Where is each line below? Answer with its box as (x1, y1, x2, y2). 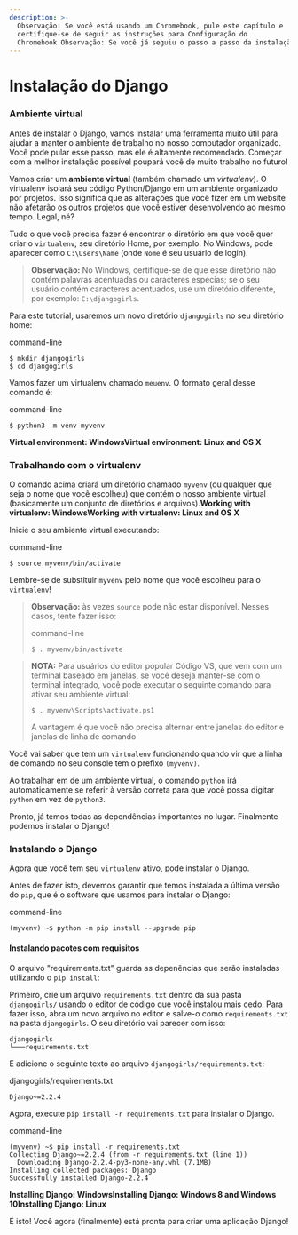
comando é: (9, 386, 53, 397)
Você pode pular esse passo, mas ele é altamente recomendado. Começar (9, 147, 282, 157)
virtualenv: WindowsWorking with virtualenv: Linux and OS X (9, 507, 239, 518)
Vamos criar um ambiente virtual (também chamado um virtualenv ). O (9, 173, 268, 184)
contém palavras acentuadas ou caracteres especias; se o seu (30, 274, 260, 284)
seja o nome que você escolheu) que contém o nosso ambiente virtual (9, 489, 266, 499)
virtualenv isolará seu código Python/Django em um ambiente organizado (9, 183, 278, 194)
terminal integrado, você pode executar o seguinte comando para (30, 680, 271, 690)
